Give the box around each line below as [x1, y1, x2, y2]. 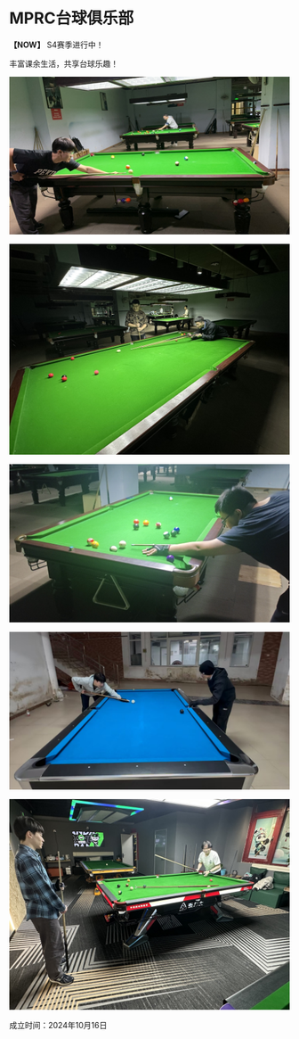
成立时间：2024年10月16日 [9, 1020, 108, 1031]
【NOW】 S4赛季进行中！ [9, 39, 104, 50]
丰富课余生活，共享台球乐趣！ [9, 58, 118, 69]
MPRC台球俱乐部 [9, 8, 134, 29]
